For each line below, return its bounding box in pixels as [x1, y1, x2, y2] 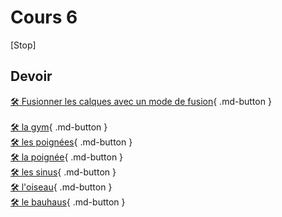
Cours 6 [10, 6, 78, 29]
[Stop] [10, 39, 37, 51]
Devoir [10, 68, 53, 85]
